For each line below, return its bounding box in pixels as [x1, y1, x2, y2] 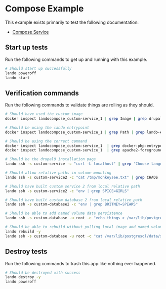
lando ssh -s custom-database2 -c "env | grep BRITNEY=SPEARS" [5, 202, 138, 207]
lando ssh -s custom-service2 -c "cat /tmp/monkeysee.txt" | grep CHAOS [5, 175, 158, 180]
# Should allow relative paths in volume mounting [5, 170, 112, 176]
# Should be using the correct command [5, 139, 87, 144]
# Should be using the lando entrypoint [5, 125, 90, 130]
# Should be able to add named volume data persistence [5, 211, 123, 216]
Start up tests [5, 43, 48, 52]
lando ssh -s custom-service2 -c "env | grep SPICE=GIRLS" [5, 189, 129, 193]
